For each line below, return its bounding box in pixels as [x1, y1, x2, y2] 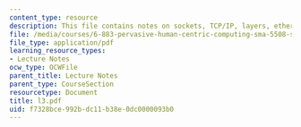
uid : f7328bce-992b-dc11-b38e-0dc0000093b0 [9, 105, 175, 114]
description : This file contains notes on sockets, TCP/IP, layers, [9, 21, 271, 30]
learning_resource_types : [9, 47, 106, 55]
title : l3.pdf [9, 96, 63, 106]
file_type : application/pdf [9, 38, 115, 47]
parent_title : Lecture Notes [9, 72, 118, 80]
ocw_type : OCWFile [9, 63, 78, 72]
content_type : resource [9, 13, 99, 22]
